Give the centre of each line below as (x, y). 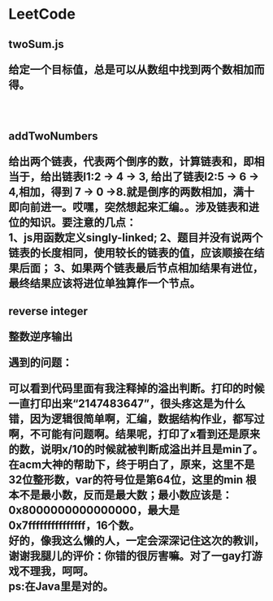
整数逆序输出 (41, 337)
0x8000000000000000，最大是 (94, 510)
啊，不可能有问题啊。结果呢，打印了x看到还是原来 (134, 434)
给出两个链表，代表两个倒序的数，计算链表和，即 (131, 161)
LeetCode (42, 14)
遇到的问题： (41, 363)
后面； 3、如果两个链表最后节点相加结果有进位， (141, 268)
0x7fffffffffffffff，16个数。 (74, 526)
